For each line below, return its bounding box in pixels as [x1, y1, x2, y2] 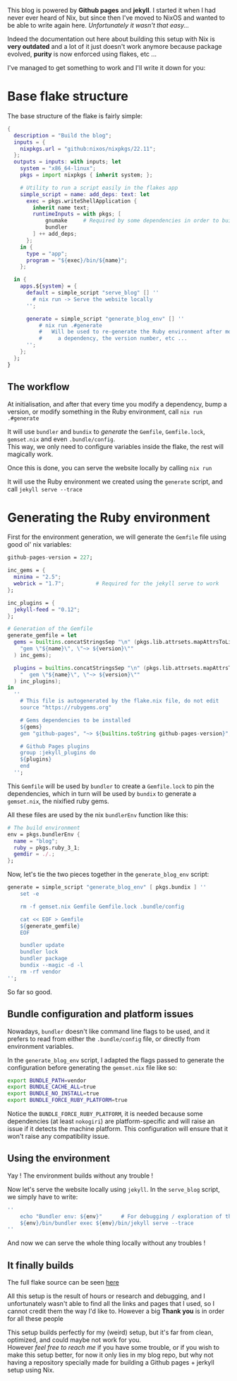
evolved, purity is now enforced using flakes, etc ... [7, 50, 157, 58]
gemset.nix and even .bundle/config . [7, 435, 116, 443]
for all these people [7, 1314, 63, 1323]
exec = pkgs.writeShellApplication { [25, 198, 138, 205]
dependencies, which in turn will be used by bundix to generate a [7, 789, 197, 797]
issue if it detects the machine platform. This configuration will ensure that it [7, 1125, 229, 1132]
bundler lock [20, 948, 59, 955]
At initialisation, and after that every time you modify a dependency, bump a [7, 399, 227, 408]
